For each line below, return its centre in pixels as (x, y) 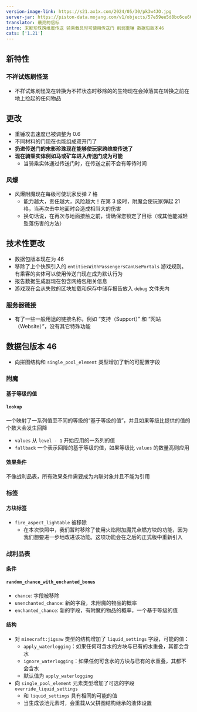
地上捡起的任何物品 (38, 98)
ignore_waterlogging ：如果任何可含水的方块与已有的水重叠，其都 (102, 661)
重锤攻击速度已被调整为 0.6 (47, 134)
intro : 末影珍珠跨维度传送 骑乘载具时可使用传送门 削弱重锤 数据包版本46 (85, 28)
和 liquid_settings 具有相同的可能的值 (70, 696)
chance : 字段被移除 (37, 595)
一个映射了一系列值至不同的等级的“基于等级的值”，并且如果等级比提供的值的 (98, 420)
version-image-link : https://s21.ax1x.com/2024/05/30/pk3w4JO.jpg (89, 11)
